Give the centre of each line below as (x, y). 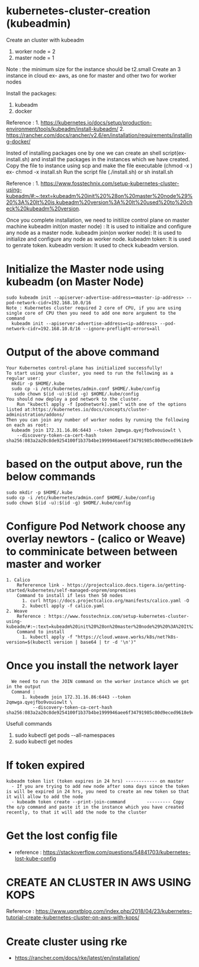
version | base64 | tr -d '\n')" (95, 642)
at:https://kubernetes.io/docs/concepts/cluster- (87, 409)
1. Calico (18, 580)
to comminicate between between (92, 551)
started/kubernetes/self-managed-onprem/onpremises (71, 590)
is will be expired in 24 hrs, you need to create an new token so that (98, 792)
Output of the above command (83, 352)
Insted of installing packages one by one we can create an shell (84, 153)
